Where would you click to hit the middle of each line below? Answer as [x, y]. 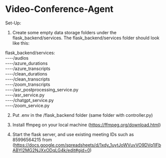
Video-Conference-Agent [59, 9]
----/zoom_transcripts [28, 84]
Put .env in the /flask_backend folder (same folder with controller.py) [83, 115]
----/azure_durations [27, 63]
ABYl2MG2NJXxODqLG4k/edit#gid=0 [51, 150]
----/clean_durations [26, 74]
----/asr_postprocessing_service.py [42, 89]
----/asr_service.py [25, 95]
